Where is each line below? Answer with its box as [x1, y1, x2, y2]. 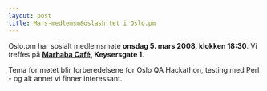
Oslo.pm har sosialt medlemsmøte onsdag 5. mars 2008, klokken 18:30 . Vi [8, 41, 258, 50]
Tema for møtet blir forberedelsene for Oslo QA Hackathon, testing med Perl [8, 65, 260, 74]
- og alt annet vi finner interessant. [8, 73, 123, 83]
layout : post [8, 11, 52, 20]
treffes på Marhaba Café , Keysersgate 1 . [8, 49, 144, 59]
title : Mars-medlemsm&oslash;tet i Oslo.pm [8, 19, 156, 27]
